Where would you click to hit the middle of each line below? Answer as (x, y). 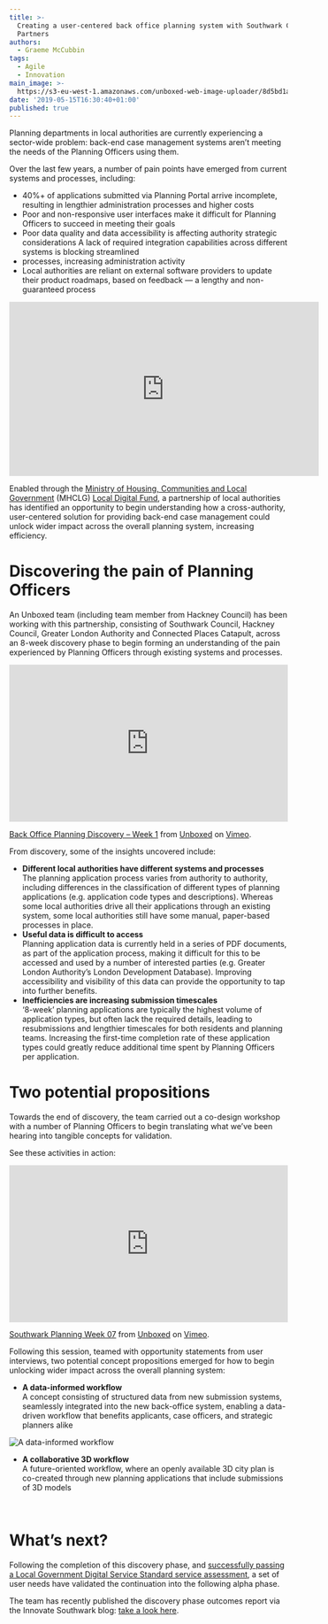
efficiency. (28, 535)
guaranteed (43, 289)
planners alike (47, 1425)
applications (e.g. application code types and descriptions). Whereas (148, 897)
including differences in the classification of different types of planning (151, 887)
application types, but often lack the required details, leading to (137, 1019)
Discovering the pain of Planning (131, 571)
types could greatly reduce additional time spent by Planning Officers (149, 1047)
